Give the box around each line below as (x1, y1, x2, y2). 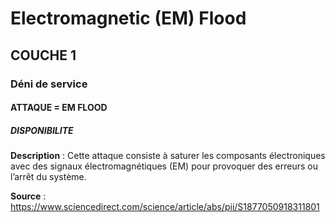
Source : (10, 190, 47, 202)
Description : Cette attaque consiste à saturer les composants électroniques (10, 150, 326, 162)
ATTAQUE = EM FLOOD (10, 102, 108, 114)
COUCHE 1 (10, 47, 77, 64)
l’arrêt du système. (10, 171, 87, 183)
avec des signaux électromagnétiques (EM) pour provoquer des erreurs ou (10, 160, 319, 172)
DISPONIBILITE (10, 124, 74, 136)
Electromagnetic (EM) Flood (10, 7, 247, 30)
